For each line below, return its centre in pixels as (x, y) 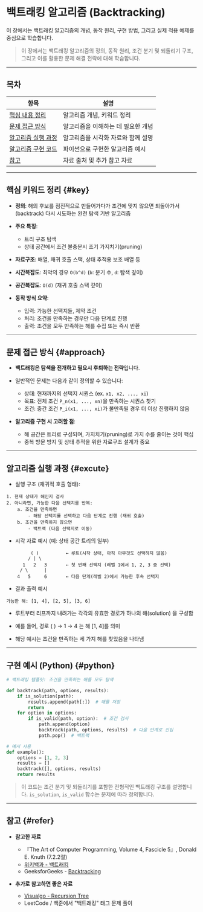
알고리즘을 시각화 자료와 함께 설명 (108, 138)
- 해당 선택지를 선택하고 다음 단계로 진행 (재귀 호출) (86, 516)
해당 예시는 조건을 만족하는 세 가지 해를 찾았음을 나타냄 (79, 639)
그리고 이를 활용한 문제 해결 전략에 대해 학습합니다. (81, 58)
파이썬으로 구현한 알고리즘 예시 (105, 149)
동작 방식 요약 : (32, 298)
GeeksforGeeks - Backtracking (63, 871)
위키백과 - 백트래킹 (46, 864)
